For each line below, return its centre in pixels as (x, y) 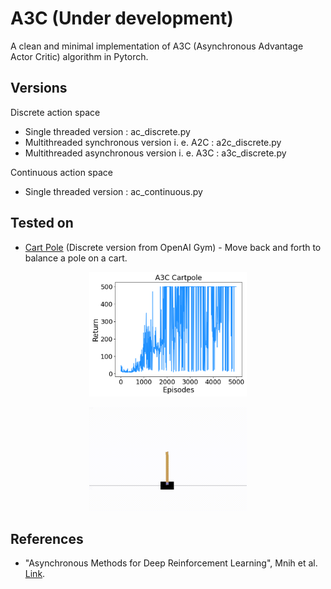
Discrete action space (55, 112)
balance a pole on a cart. (76, 258)
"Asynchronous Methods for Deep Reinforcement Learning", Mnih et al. (171, 563)
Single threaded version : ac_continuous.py (113, 191)
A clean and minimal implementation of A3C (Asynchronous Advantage (157, 46)
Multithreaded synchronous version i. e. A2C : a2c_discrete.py (153, 142)
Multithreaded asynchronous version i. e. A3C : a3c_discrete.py (155, 153)
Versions (39, 88)
